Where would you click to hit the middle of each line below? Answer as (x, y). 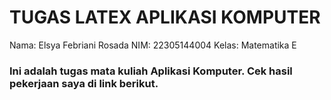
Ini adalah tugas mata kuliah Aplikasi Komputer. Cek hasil (151, 71)
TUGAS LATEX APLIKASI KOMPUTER (165, 17)
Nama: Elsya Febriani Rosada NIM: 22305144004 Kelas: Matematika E (153, 45)
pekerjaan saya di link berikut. (84, 83)
